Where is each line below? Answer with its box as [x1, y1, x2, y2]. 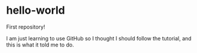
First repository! [6, 23, 46, 30]
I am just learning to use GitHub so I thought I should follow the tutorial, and [6, 35, 192, 42]
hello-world [6, 4, 66, 17]
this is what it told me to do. [6, 41, 75, 48]
